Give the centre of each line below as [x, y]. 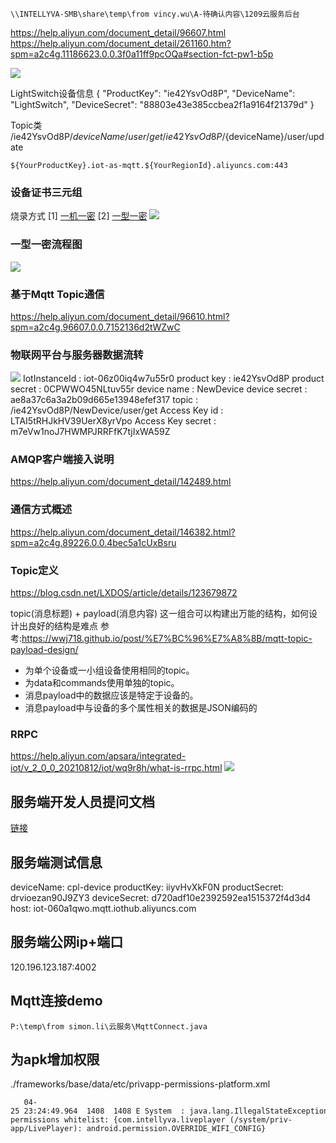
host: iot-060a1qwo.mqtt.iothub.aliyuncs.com [103, 908]
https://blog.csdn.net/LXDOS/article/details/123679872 [124, 593]
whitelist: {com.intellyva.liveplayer [144, 1120]
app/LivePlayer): [46, 1129]
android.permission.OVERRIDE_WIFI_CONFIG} [176, 1129]
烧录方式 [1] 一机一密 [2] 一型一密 [79, 216]
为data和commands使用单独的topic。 [102, 683]
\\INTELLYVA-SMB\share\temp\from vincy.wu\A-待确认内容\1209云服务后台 [155, 14]
